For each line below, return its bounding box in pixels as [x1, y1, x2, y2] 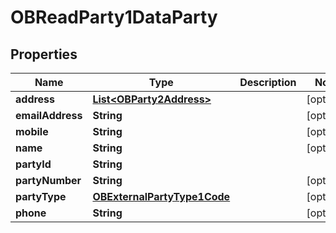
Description [239, 76, 297, 89]
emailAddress [15, 109, 83, 122]
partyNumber [15, 174, 82, 187]
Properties [10, 46, 78, 63]
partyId [15, 157, 52, 171]
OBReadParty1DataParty [10, 6, 218, 29]
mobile [15, 125, 49, 138]
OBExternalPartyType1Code [92, 190, 231, 203]
